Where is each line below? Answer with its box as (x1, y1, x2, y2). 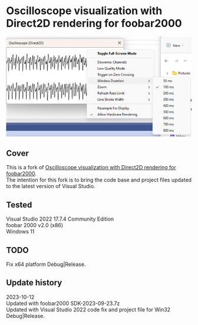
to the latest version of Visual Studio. (6, 183, 95, 190)
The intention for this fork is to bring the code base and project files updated (6, 176, 192, 183)
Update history (6, 278, 62, 288)
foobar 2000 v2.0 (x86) (6, 222, 64, 229)
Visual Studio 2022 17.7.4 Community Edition (6, 215, 114, 222)
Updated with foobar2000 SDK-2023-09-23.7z (6, 300, 120, 307)
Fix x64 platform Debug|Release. (6, 261, 86, 268)
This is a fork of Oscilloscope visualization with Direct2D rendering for (6, 164, 176, 171)
